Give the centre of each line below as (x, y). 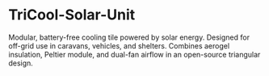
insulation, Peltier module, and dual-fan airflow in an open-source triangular (134, 54)
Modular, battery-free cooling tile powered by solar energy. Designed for (129, 37)
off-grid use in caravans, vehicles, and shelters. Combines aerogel (119, 45)
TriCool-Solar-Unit (72, 15)
